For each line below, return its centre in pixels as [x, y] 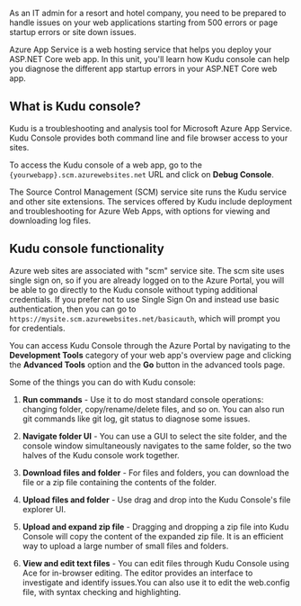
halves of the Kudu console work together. [101, 455]
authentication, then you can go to [73, 309]
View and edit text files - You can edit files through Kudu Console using [156, 563]
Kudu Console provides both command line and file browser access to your [149, 138]
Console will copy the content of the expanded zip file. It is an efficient [153, 536]
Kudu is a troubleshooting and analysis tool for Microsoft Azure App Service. [151, 128]
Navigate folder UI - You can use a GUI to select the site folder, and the [155, 436]
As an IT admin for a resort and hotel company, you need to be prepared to [148, 13]
